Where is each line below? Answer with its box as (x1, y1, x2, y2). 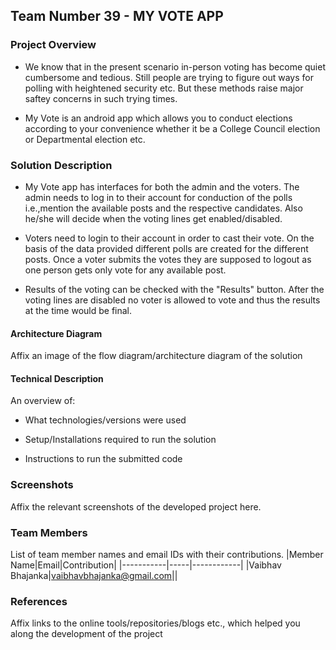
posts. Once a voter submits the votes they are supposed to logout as (24, 253, 312, 265)
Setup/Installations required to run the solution (24, 434, 217, 446)
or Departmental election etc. (24, 133, 146, 145)
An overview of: (10, 395, 76, 407)
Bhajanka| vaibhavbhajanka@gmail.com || (10, 569, 178, 581)
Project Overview (10, 38, 97, 52)
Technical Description (10, 372, 104, 384)
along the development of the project (10, 628, 163, 640)
